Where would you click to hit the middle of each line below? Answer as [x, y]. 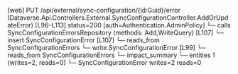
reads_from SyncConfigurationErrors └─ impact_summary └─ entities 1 [111, 55]
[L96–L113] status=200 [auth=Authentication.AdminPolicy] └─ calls [133, 25]
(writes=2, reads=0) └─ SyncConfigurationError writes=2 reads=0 [104, 62]
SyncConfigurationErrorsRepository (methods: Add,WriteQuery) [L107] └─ [116, 32]
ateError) [21, 25]
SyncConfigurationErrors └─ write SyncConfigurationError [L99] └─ [107, 48]
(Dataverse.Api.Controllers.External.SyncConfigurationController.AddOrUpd [118, 18]
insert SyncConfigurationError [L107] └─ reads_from [83, 40]
